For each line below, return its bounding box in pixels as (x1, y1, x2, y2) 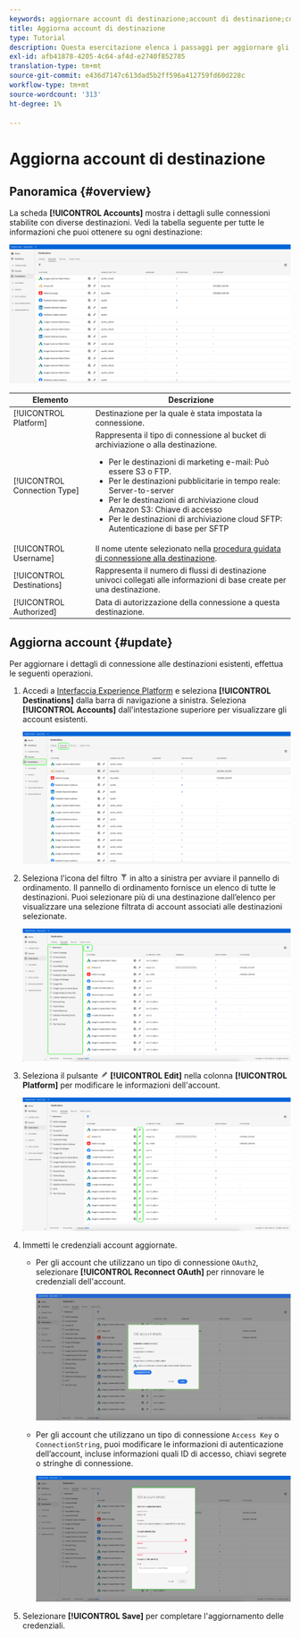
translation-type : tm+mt (9, 62, 102, 71)
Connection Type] (12, 484, 79, 496)
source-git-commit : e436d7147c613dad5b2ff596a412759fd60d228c (9, 72, 246, 81)
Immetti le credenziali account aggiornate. (21, 1240, 178, 1250)
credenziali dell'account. (35, 1275, 127, 1286)
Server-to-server (108, 484, 174, 496)
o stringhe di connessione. (35, 1457, 134, 1468)
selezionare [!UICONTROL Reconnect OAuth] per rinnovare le (35, 1267, 265, 1277)
